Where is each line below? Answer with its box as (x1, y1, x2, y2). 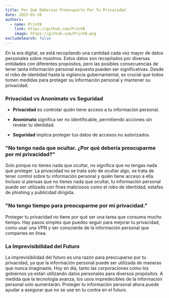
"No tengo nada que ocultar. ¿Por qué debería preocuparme (5, 145, 156, 152)
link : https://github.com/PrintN (14, 26, 85, 32)
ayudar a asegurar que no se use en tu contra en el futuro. (5, 287, 127, 293)
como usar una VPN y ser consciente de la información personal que (5, 225, 149, 231)
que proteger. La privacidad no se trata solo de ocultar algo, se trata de (5, 168, 154, 174)
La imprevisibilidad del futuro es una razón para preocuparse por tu (5, 254, 146, 260)
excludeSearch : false (5, 36, 51, 41)
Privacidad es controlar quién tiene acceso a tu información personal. (12, 106, 159, 113)
